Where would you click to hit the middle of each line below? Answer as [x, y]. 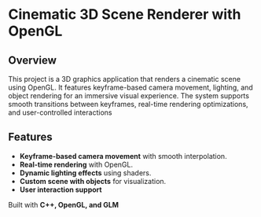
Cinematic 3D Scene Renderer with [125, 15]
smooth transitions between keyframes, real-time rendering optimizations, [129, 104]
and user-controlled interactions [60, 112]
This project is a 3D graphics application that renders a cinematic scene [125, 79]
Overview [33, 60]
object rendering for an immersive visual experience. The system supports [129, 96]
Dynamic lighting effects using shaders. [85, 173]
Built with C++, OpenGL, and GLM [64, 204]
